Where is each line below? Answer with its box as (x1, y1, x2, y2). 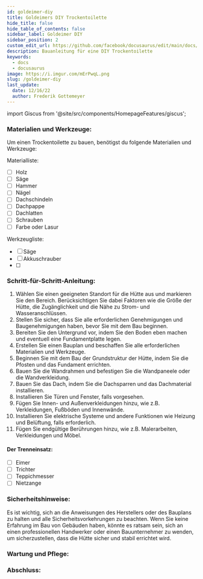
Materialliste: (7, 157, 39, 164)
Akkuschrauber (23, 255, 62, 262)
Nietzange (15, 479, 42, 487)
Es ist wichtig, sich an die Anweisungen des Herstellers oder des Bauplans (7, 509, 192, 516)
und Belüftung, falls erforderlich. (15, 419, 96, 426)
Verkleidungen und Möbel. (15, 431, 82, 439)
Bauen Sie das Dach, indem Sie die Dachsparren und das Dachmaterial (15, 380, 192, 387)
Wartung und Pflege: (7, 549, 69, 558)
